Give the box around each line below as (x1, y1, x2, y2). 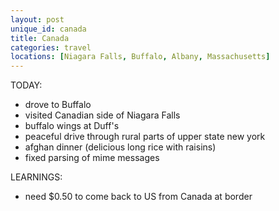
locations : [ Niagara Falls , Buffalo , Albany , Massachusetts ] (10, 52, 271, 62)
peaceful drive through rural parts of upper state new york (24, 131, 266, 143)
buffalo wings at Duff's (24, 120, 120, 132)
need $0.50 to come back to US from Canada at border (24, 191, 253, 203)
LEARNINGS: (10, 171, 63, 183)
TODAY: (10, 79, 43, 91)
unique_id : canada (10, 24, 87, 34)
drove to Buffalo (24, 99, 92, 111)
